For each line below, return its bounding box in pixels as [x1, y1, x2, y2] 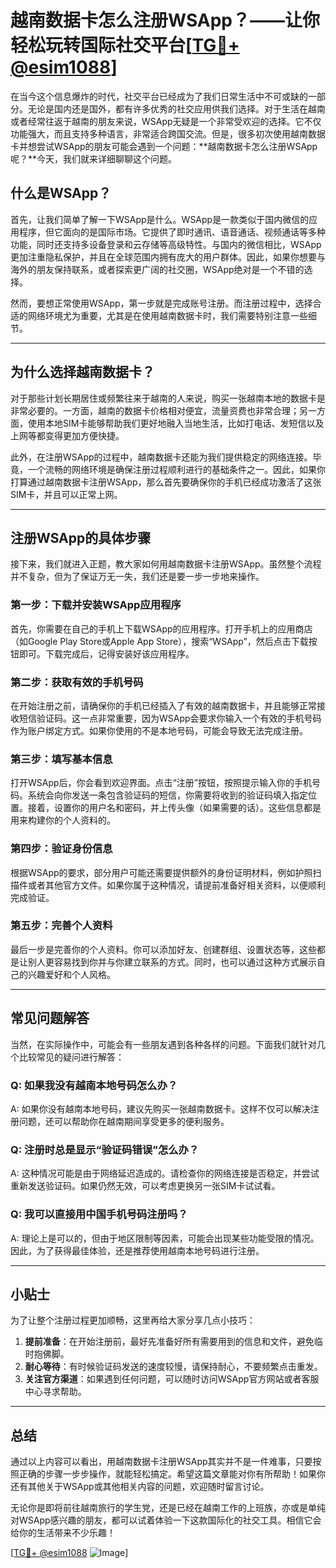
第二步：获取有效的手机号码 [10, 675, 144, 689]
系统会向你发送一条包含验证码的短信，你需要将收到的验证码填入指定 [27, 789, 308, 801]
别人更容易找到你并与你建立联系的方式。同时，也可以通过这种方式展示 [27, 956, 317, 968]
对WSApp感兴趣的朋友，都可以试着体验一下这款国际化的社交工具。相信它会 [10, 1514, 322, 1526]
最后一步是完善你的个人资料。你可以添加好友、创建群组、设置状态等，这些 [10, 943, 317, 955]
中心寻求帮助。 [24, 1386, 87, 1398]
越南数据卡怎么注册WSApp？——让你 [10, 9, 321, 32]
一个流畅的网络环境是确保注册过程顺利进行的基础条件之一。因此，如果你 [27, 463, 326, 475]
